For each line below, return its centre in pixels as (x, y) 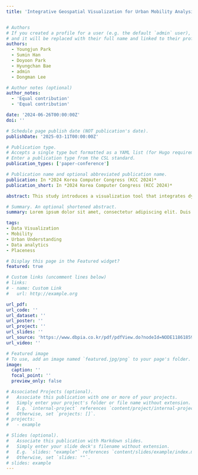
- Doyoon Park (29, 60)
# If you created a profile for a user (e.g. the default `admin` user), (99, 33)
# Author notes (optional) (39, 88)
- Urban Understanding (34, 239)
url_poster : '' (25, 321)
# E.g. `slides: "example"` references (58, 452)
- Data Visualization (33, 228)
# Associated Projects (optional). (50, 392)
